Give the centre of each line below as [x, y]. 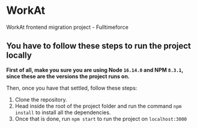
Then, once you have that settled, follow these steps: [72, 88]
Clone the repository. [41, 99]
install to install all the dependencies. [63, 112]
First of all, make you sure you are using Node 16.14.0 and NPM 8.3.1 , [95, 70]
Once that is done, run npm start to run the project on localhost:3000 [101, 118]
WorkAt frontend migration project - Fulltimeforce [68, 27]
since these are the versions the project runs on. [68, 76]
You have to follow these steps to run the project [98, 46]
